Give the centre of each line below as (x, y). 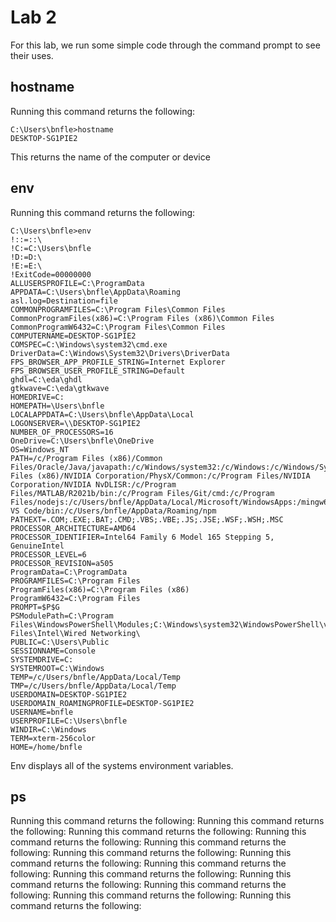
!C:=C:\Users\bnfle (51, 248)
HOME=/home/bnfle (46, 747)
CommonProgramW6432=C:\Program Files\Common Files (118, 327)
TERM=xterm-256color (53, 738)
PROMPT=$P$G (35, 607)
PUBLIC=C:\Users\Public (60, 642)
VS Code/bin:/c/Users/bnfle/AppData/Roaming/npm (113, 511)
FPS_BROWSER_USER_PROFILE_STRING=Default (98, 371)
